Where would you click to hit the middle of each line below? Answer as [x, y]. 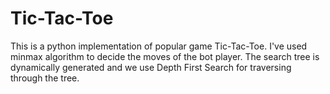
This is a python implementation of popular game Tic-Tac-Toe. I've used [159, 46]
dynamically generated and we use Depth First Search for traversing [151, 67]
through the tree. [45, 78]
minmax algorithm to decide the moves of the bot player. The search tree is [165, 56]
